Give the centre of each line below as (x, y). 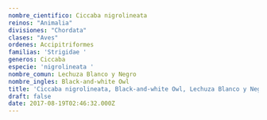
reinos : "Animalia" (41, 23)
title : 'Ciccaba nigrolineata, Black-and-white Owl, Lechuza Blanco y (128, 89)
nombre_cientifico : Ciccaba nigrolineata (78, 15)
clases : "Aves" (33, 37)
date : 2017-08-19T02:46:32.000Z (62, 103)
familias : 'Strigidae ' (48, 52)
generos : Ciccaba (37, 60)
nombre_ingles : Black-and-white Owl (69, 81)
